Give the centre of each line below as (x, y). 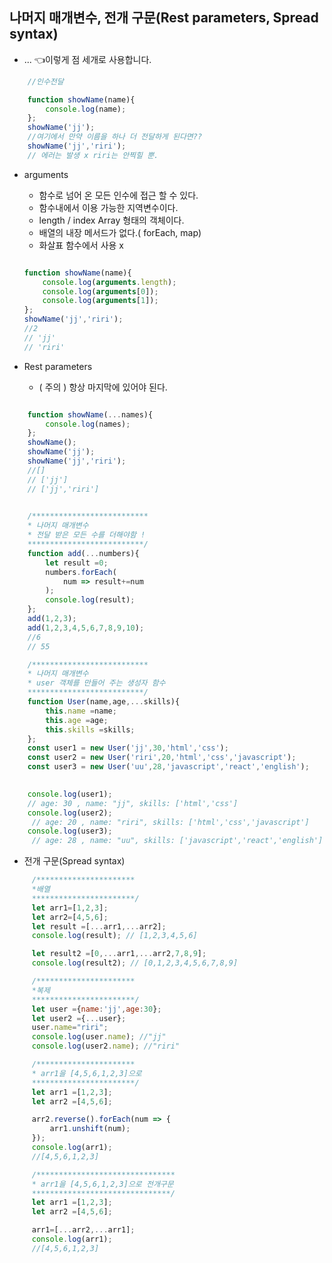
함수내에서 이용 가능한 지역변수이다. (108, 207)
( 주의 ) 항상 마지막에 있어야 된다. (103, 387)
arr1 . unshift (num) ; (90, 1129)
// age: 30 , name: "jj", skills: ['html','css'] (133, 803)
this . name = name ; (81, 711)
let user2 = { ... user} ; (79, 1018)
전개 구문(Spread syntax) (74, 861)
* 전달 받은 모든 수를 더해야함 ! (86, 535)
